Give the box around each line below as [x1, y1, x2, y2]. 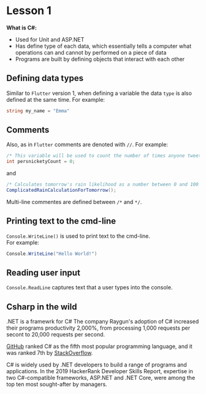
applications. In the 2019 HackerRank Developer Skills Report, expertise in [6, 368, 193, 375]
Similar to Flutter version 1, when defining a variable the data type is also [6, 89, 192, 97]
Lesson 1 [6, 4, 52, 18]
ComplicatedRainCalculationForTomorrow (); [6, 188, 116, 194]
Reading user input [6, 268, 81, 278]
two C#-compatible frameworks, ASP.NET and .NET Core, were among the [6, 374, 196, 382]
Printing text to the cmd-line [6, 216, 116, 227]
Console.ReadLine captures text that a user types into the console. [6, 284, 173, 291]
